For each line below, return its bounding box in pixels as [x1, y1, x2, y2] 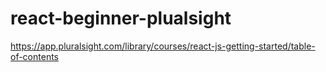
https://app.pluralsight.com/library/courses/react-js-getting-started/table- [10, 40, 316, 52]
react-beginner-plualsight [10, 7, 232, 30]
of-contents [10, 50, 59, 62]
